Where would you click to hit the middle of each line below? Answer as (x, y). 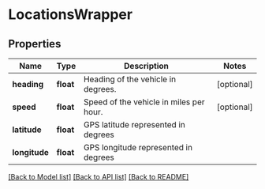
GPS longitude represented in (138, 147)
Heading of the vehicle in (129, 79)
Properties (35, 44)
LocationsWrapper (70, 15)
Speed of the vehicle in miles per (144, 102)
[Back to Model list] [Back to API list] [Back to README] (99, 177)
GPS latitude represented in (134, 125)
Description (146, 66)
